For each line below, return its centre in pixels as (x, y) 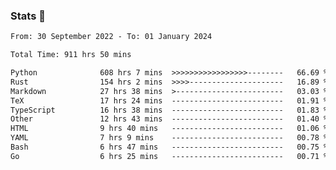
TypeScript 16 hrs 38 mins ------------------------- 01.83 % (169, 110)
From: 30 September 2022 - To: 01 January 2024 (111, 37)
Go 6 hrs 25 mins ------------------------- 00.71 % (169, 156)
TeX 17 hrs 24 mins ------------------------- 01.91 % (169, 100)
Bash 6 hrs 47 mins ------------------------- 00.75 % (169, 147)
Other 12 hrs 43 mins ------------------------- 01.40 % (169, 119)
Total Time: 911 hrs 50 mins (71, 55)
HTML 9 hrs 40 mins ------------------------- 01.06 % (169, 129)
